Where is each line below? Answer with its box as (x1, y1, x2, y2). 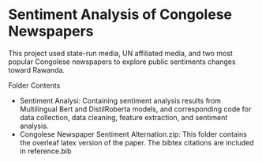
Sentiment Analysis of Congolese (8, 6, 233, 24)
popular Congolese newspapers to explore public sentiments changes (8, 57, 236, 66)
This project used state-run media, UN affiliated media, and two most (8, 48, 233, 58)
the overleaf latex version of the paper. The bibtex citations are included (19, 138, 254, 147)
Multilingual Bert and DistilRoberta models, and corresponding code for (19, 104, 252, 114)
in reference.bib (19, 146, 72, 156)
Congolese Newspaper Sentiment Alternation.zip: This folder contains (19, 129, 247, 139)
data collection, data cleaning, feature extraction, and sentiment (19, 112, 228, 122)
